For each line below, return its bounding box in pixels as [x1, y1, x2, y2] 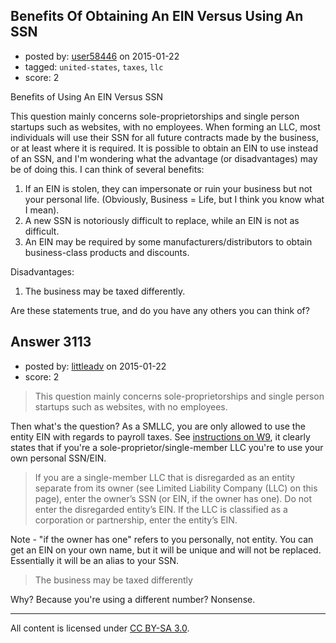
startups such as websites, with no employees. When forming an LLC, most [10, 120, 321, 133]
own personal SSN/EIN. [10, 452, 107, 464]
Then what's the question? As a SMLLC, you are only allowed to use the [10, 420, 306, 432]
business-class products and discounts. [24, 246, 190, 258]
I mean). [24, 204, 60, 216]
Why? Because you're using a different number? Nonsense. [10, 593, 256, 605]
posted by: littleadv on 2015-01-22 [24, 360, 167, 372]
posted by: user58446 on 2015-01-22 [24, 50, 180, 62]
